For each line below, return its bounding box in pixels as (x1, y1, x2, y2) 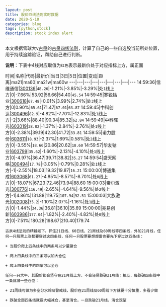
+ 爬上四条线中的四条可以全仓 (5, 263, 59, 268)
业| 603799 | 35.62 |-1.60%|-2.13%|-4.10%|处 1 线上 (5, 148, 105, 154)
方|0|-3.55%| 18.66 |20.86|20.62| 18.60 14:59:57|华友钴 (5, 142, 117, 148)
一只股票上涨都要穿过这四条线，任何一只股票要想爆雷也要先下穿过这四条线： (9, 234, 144, 239)
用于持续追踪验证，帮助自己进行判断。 (5, 51, 85, 57)
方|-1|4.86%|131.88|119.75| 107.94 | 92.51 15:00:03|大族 (5, 192, 116, 198)
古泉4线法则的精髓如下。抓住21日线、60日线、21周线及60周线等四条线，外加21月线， (5, 228, 157, 234)
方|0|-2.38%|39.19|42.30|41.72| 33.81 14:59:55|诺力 (5, 129, 112, 135)
